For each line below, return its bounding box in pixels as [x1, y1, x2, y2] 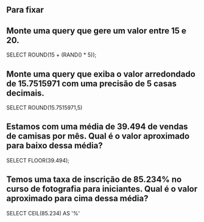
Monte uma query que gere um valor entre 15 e [6, 26, 187, 36]
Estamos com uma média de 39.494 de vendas [6, 122, 188, 132]
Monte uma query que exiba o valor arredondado [6, 69, 196, 79]
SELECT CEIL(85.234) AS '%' [6, 209, 80, 217]
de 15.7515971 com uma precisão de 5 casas [6, 78, 177, 89]
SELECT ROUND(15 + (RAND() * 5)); [6, 51, 97, 58]
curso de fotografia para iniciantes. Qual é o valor [6, 184, 198, 194]
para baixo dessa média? [6, 140, 103, 151]
